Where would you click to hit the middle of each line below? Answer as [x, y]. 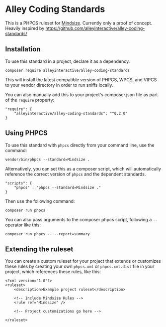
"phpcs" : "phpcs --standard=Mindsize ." [57, 187]
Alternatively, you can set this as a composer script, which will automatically [83, 168]
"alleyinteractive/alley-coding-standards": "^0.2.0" [71, 113]
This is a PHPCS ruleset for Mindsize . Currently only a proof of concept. [79, 23]
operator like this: [23, 225]
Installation [23, 49]
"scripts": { [19, 183]
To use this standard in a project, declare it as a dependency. [68, 61]
